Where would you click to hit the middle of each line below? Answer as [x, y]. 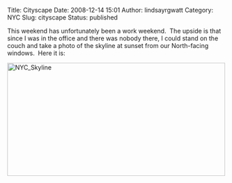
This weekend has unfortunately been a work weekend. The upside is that [114, 31]
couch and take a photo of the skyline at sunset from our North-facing [108, 46]
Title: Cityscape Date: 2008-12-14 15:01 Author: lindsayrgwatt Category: [110, 10]
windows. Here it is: [37, 53]
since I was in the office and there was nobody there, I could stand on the [113, 38]
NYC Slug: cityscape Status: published [63, 17]
